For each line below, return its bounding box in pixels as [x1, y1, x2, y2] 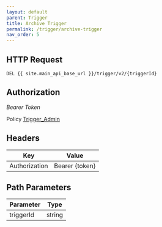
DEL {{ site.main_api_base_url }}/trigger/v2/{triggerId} [6, 70, 157, 76]
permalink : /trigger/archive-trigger [6, 26, 103, 32]
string [46, 210, 63, 219]
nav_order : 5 [6, 32, 40, 38]
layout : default [6, 9, 48, 15]
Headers [6, 133, 40, 144]
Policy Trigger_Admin [6, 115, 60, 122]
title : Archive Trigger [6, 20, 67, 26]
